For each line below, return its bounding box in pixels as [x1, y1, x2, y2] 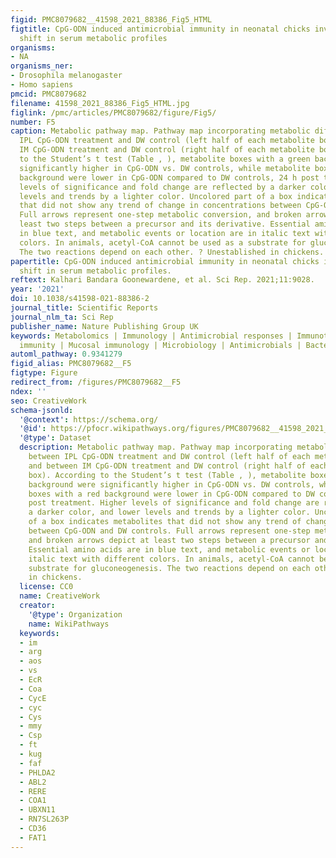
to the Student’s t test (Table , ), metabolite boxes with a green [19, 154, 311, 164]
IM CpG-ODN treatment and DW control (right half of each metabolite [19, 145, 315, 155]
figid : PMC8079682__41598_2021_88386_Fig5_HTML [10, 14, 213, 25]
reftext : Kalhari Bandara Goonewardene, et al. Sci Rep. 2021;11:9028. [10, 275, 315, 285]
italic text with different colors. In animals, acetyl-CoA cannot [28, 554, 315, 564]
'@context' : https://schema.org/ [19, 414, 159, 425]
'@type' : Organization [28, 609, 123, 620]
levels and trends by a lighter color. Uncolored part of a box [19, 191, 293, 201]
